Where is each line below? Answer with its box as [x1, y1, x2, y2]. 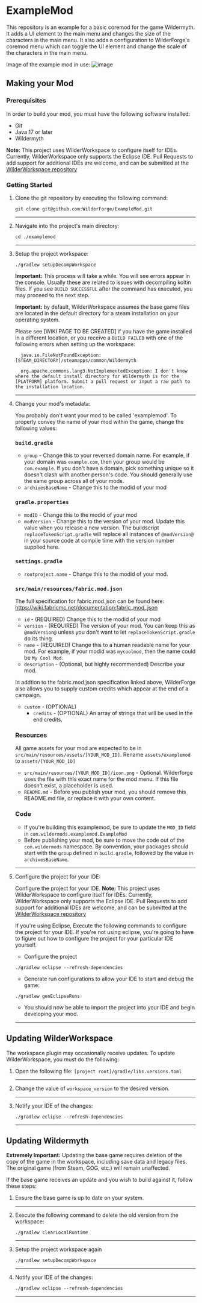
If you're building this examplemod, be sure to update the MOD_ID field [23, 824, 196, 831]
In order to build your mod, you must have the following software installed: [6, 110, 191, 118]
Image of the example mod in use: [6, 61, 91, 68]
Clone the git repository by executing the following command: [14, 194, 168, 201]
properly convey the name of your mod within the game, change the [14, 418, 184, 425]
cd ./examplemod [14, 233, 56, 240]
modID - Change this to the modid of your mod [23, 511, 137, 519]
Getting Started [6, 180, 52, 189]
